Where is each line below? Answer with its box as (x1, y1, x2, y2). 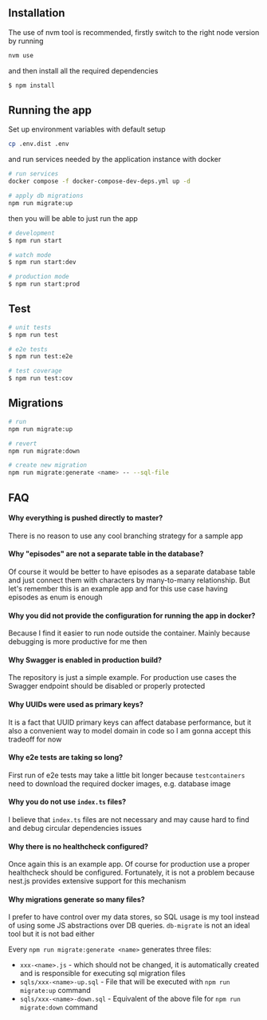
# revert (8, 439, 37, 448)
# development (8, 229, 56, 237)
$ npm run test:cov (8, 374, 73, 382)
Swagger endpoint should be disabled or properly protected (8, 682, 206, 691)
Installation (8, 6, 65, 20)
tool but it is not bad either (8, 929, 95, 939)
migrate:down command (19, 1002, 98, 1012)
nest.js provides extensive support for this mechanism (8, 876, 187, 886)
